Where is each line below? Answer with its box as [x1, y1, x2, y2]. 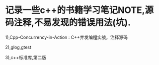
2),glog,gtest [5, 44, 31, 50]
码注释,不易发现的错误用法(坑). [5, 17, 131, 28]
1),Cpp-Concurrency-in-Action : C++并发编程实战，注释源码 [5, 34, 128, 40]
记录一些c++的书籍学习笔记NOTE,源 [5, 4, 154, 16]
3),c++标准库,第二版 [5, 54, 47, 60]
